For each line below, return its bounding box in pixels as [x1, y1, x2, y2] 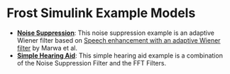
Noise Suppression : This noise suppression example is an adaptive [16, 28, 214, 37]
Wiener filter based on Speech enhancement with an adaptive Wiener [16, 36, 221, 44]
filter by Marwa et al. [16, 43, 78, 52]
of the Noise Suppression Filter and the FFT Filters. [16, 58, 167, 67]
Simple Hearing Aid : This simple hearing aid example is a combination [16, 51, 223, 60]
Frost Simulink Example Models [6, 5, 196, 21]
